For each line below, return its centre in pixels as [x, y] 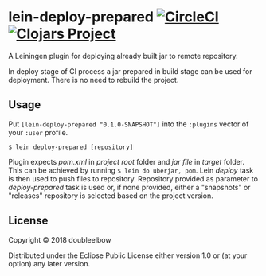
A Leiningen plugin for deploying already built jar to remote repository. [123, 56]
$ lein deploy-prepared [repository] [71, 147]
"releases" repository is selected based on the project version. [111, 196]
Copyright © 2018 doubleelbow [60, 239]
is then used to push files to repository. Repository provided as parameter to [133, 178]
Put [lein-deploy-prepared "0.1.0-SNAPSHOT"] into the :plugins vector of [129, 124]
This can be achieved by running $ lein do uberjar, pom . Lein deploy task [131, 170]
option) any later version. [49, 263]
